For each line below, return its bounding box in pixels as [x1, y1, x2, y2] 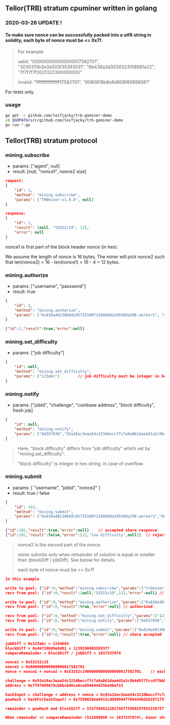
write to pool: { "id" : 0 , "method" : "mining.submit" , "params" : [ [5, 627, 137, 633]
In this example [5, 576, 39, 582]
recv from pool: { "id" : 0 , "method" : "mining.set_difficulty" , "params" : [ [5, 613, 157, 619]
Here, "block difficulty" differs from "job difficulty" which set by [17, 445, 150, 451]
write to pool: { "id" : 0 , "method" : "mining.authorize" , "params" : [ [5, 599, 144, 605]
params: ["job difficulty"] [12, 350, 65, 356]
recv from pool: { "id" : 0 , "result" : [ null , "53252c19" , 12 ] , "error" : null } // [5, 590, 164, 595]
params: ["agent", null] [12, 163, 60, 169]
